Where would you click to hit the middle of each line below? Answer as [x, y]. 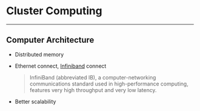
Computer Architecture [50, 40]
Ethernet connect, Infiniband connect [60, 66]
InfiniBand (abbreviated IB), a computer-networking [93, 77]
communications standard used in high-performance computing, [109, 84]
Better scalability [35, 102]
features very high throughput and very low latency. [93, 90]
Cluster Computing [54, 11]
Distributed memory [39, 54]
